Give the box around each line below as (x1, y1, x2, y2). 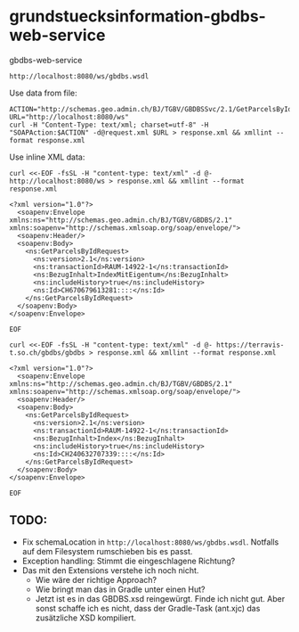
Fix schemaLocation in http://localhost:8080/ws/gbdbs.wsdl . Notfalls (21, 537, 279, 547)
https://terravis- (216, 341, 285, 349)
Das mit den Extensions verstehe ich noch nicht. (21, 564, 199, 576)
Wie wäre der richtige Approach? (35, 574, 158, 585)
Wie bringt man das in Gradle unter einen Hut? (35, 584, 206, 595)
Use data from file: (9, 87, 77, 98)
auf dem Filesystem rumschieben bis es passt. (21, 546, 193, 556)
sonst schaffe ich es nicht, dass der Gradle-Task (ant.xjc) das (35, 603, 261, 613)
